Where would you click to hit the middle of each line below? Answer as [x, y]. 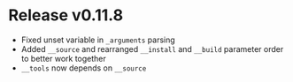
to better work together [64, 58]
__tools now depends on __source [84, 68]
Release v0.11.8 [66, 15]
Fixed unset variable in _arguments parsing [98, 40]
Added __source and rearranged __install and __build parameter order [152, 48]
